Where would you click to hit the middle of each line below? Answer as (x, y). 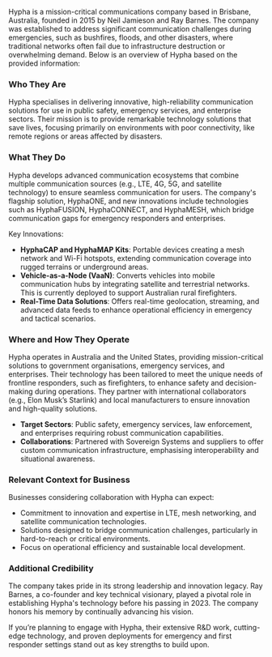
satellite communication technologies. (83, 522)
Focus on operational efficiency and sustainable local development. (132, 548)
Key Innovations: (36, 233)
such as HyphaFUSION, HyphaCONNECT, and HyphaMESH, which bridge (132, 209)
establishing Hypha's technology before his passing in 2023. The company (134, 604)
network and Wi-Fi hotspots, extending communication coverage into (136, 258)
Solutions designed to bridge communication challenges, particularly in (139, 531)
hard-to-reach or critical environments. (85, 539)
